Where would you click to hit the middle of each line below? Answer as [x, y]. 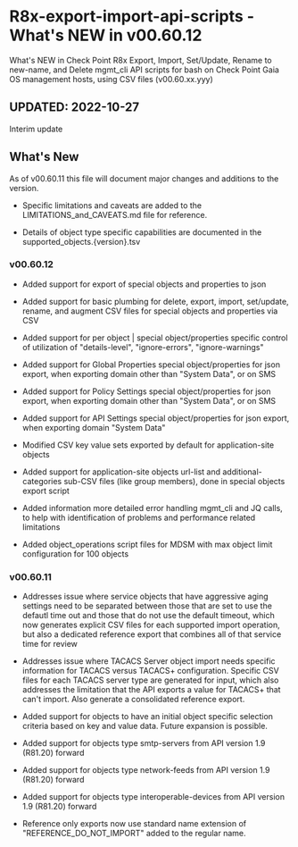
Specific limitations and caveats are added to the [112, 205]
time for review [50, 644]
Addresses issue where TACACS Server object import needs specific [149, 661]
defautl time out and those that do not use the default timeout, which [148, 616]
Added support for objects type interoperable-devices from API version [153, 797]
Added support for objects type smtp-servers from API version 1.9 [144, 743]
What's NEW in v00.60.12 [106, 35]
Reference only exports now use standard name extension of [134, 824]
